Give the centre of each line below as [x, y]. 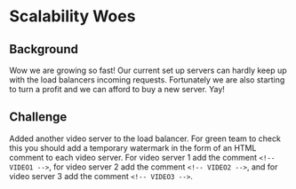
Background [44, 49]
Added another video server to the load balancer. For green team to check [145, 138]
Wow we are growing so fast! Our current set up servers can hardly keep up [148, 70]
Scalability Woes [72, 16]
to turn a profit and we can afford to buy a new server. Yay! [117, 89]
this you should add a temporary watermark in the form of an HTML [133, 147]
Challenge [38, 117]
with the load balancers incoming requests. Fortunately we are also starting [147, 80]
